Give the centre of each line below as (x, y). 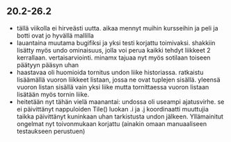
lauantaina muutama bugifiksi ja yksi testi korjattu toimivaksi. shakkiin (116, 43)
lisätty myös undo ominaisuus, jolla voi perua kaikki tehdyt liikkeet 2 (113, 50)
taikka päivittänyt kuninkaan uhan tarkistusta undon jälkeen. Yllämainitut (120, 116)
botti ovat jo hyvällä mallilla (55, 35)
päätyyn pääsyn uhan (48, 64)
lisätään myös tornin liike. (53, 94)
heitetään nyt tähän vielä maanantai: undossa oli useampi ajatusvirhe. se (120, 101)
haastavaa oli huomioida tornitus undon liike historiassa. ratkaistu (110, 72)
